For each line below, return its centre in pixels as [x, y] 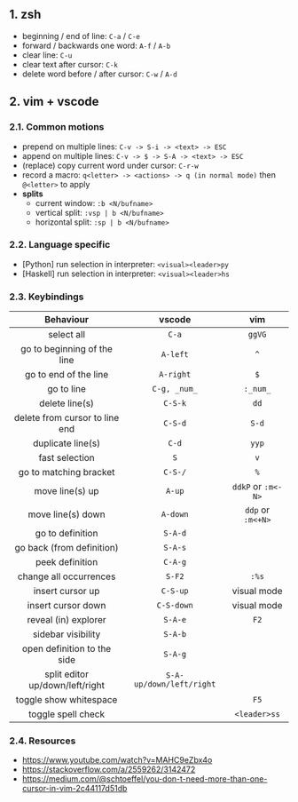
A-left [175, 355]
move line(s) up [67, 491]
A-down [175, 515]
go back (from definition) [67, 548]
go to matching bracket [67, 472]
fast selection [67, 458]
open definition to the [67, 649]
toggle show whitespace [67, 700]
